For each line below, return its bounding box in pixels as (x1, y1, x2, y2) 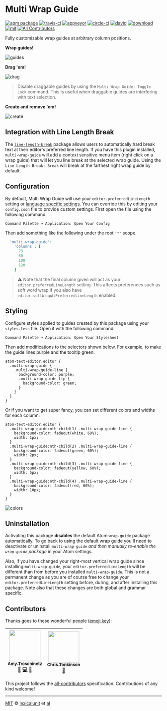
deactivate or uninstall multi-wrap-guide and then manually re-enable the (5, 543, 156, 549)
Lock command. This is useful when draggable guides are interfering (17, 88, 158, 94)
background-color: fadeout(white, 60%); (14, 431, 99, 436)
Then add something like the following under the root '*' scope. (5, 230, 137, 236)
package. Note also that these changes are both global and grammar (5, 585, 146, 591)
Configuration (5, 182, 50, 191)
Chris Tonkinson (47, 662, 81, 668)
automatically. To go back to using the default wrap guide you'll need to (5, 538, 152, 544)
